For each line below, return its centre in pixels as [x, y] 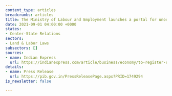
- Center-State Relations [33, 34]
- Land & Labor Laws [27, 43]
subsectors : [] [21, 48]
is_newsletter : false [28, 81]
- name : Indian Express [31, 57]
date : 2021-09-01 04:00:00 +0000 [41, 24]
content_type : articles [31, 10]
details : [15, 67]
